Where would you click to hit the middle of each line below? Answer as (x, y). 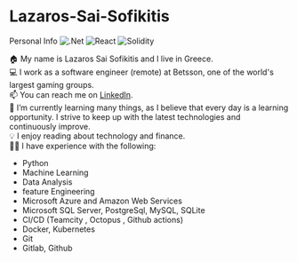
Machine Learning (55, 172)
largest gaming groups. (52, 84)
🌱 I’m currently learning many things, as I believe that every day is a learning (149, 107)
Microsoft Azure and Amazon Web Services (102, 201)
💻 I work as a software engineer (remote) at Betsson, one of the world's (141, 72)
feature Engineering (58, 191)
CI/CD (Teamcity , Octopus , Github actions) (103, 219)
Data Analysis (47, 182)
